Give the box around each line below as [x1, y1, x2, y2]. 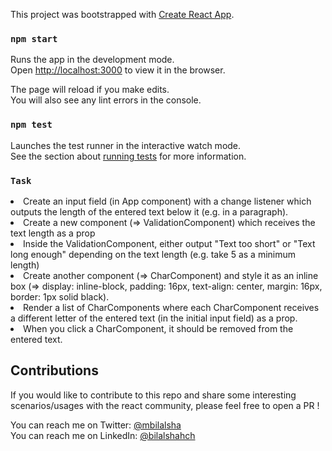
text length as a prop [10, 227, 96, 239]
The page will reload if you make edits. [10, 84, 170, 96]
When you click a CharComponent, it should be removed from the [23, 322, 294, 334]
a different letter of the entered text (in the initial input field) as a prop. [10, 312, 298, 324]
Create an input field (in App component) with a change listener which [23, 195, 312, 207]
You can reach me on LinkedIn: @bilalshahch [10, 429, 196, 441]
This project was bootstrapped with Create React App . [10, 9, 235, 20]
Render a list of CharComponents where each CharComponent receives [23, 301, 320, 313]
